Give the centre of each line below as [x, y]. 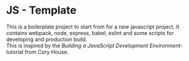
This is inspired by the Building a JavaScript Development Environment [93, 46]
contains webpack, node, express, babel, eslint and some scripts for [90, 33]
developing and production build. [47, 39]
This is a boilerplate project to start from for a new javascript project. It [93, 27]
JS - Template [41, 10]
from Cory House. [47, 52]
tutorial [15, 52]
